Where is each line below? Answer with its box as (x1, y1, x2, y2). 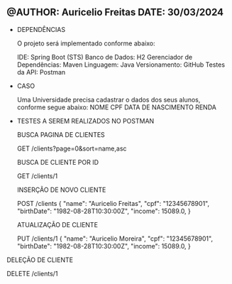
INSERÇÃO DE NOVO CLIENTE (16, 185, 106, 194)
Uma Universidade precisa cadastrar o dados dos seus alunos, (16, 95, 201, 104)
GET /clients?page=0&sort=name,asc (16, 144, 127, 153)
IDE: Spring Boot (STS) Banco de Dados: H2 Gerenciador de (16, 53, 193, 61)
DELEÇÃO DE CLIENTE (6, 256, 74, 264)
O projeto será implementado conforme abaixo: (16, 39, 155, 48)
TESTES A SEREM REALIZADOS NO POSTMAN (16, 116, 155, 125)
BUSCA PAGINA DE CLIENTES (16, 130, 106, 138)
